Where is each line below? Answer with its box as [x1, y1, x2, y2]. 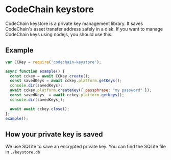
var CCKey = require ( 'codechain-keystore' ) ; [5, 60, 102, 65]
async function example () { [5, 69, 65, 74]
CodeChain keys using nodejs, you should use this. [5, 31, 113, 37]
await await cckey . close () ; [10, 106, 70, 112]
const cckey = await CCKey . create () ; [10, 73, 90, 78]
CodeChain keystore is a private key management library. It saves [5, 20, 143, 26]
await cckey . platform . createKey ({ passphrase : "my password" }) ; [10, 88, 152, 93]
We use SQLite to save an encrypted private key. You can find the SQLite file [5, 144, 166, 150]
